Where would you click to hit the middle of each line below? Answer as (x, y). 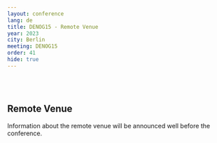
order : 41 (22, 53)
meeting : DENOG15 (33, 46)
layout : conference (36, 14)
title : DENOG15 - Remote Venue (53, 27)
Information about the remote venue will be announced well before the (109, 125)
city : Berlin (26, 40)
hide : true (23, 60)
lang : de (20, 20)
